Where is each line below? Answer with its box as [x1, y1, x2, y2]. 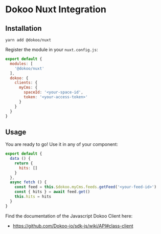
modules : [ [10, 61, 33, 66]
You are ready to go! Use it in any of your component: [5, 141, 119, 147]
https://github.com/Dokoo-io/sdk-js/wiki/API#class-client [12, 223, 134, 229]
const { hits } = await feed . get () [14, 189, 90, 195]
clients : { [14, 80, 38, 86]
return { [14, 160, 33, 166]
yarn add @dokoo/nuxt [5, 37, 52, 42]
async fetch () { [10, 180, 47, 185]
